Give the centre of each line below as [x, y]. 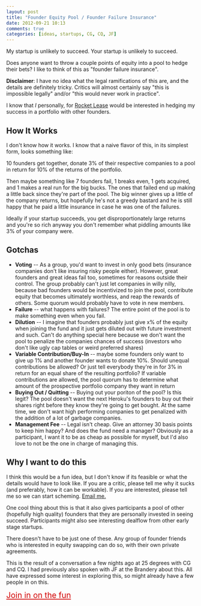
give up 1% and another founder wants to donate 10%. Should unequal [102, 360]
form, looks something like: [40, 151]
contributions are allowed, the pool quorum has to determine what [97, 379]
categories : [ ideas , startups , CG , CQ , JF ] [61, 34]
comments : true [25, 29]
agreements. [22, 551]
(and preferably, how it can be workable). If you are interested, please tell [97, 489]
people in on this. [28, 582]
